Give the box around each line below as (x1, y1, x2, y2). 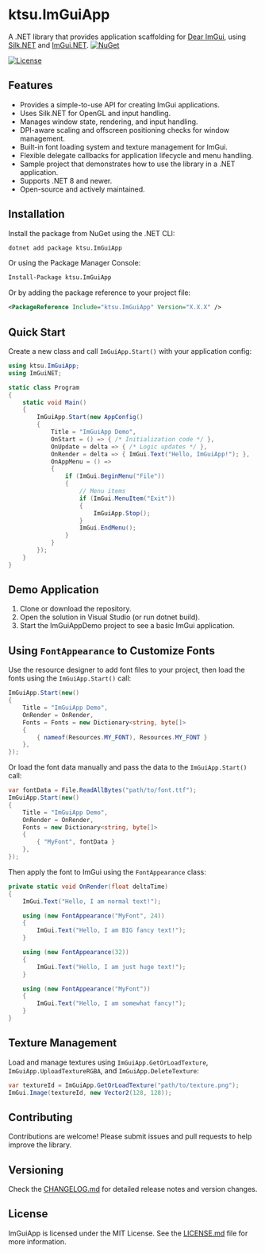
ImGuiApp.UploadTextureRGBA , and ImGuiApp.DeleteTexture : (8, 1065, 200, 1075)
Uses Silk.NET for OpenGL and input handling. (19, 108, 171, 118)
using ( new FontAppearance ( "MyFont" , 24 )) (22, 912, 165, 920)
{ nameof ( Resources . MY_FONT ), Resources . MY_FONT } (36, 733, 208, 741)
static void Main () (22, 398, 87, 406)
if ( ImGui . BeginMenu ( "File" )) (64, 472, 165, 480)
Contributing (8, 1111, 73, 1124)
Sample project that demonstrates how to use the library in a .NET (19, 159, 236, 169)
